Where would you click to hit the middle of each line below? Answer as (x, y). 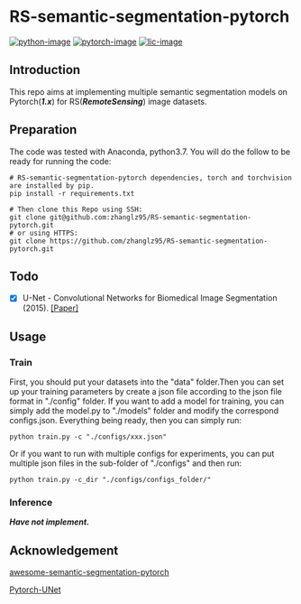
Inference (31, 503)
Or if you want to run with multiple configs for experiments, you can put (142, 454)
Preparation (43, 130)
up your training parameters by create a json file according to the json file (146, 392)
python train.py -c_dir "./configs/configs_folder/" (110, 480)
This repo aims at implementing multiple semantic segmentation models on (149, 91)
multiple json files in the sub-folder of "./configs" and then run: (126, 463)
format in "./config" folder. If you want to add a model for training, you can (147, 401)
